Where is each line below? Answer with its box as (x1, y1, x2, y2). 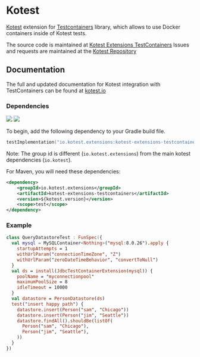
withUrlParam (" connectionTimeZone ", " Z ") (17, 252, 121, 257)
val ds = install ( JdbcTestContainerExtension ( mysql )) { (11, 268, 153, 274)
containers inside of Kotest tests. (6, 29, 87, 36)
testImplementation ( (6, 139, 58, 145)
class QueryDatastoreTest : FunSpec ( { (6, 235, 102, 241)
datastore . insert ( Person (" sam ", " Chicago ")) (17, 306, 129, 313)
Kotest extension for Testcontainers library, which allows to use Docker (6, 23, 180, 30)
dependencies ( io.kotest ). (6, 156, 73, 163)
